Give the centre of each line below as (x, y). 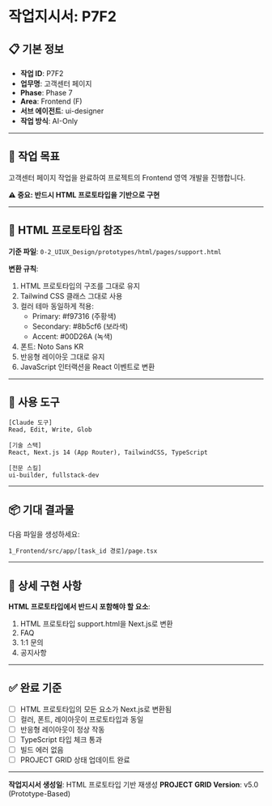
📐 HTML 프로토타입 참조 (66, 230)
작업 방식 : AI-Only (49, 121)
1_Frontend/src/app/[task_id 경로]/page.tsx (83, 551)
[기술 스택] (25, 446)
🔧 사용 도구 (34, 403)
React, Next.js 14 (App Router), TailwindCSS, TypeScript (108, 453)
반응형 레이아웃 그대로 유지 (62, 356)
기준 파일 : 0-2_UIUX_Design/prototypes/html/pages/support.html (115, 251)
